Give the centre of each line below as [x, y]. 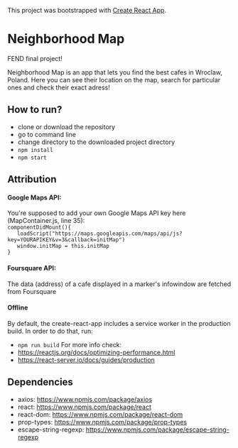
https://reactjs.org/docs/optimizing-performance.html [96, 352]
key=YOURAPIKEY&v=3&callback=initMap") [66, 240]
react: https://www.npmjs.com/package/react [84, 407]
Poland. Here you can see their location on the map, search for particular [114, 80]
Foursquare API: [32, 268]
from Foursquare [32, 291]
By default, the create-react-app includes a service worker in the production [119, 323]
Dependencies [40, 382]
